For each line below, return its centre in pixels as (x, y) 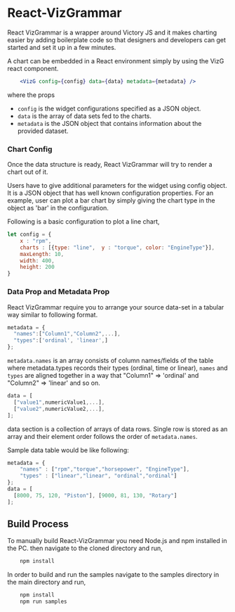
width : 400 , (37, 261)
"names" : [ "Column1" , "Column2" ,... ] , (67, 334)
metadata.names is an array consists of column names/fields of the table (110, 361)
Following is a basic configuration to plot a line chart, (83, 222)
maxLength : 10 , (42, 254)
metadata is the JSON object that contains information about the (109, 123)
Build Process (38, 524)
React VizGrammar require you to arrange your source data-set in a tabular (116, 307)
